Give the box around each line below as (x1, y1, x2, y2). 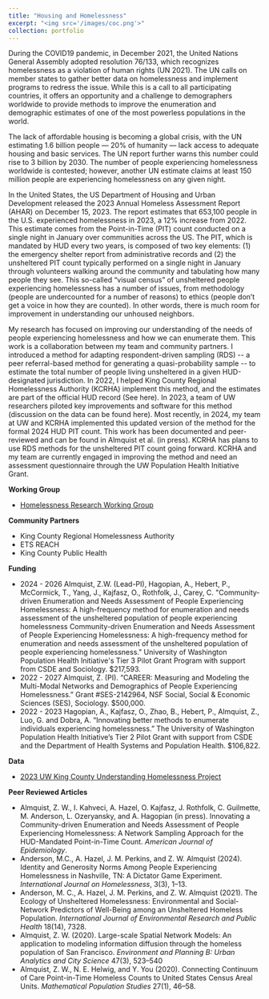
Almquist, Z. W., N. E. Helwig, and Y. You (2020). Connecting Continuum (19, 965, 259, 974)
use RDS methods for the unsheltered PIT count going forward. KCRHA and (8, 443, 257, 453)
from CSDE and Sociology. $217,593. (19, 664, 142, 674)
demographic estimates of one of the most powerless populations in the (8, 108, 246, 118)
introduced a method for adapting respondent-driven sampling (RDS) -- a (8, 350, 251, 360)
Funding (8, 564, 37, 573)
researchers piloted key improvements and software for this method (8, 401, 232, 411)
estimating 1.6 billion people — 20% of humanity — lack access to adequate (8, 141, 259, 150)
